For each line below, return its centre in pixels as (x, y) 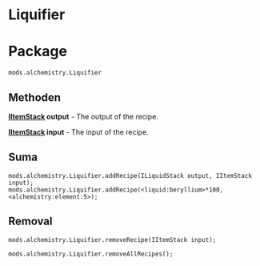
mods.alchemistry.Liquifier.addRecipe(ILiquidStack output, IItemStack (130, 175)
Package (38, 52)
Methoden (35, 97)
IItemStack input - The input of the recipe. (79, 132)
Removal (30, 222)
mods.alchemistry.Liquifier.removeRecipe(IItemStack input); (112, 240)
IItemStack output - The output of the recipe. (83, 116)
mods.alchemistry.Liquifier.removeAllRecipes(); (91, 254)
